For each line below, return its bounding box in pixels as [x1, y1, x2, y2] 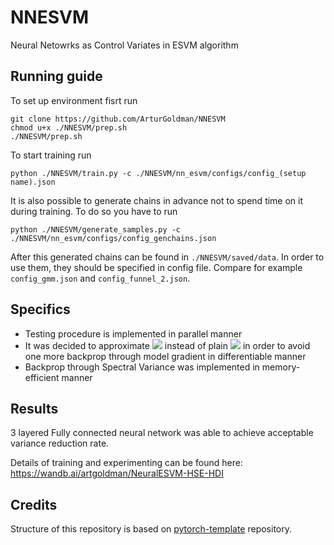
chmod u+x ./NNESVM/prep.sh [10, 122, 128, 133]
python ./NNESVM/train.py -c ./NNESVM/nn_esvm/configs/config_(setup [10, 168, 307, 178]
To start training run [10, 149, 92, 161]
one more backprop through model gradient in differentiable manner [24, 350, 307, 362]
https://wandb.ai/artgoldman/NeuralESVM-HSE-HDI [10, 467, 224, 480]
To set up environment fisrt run [10, 94, 138, 106]
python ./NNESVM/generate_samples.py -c [10, 224, 182, 235]
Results [10, 400, 59, 417]
